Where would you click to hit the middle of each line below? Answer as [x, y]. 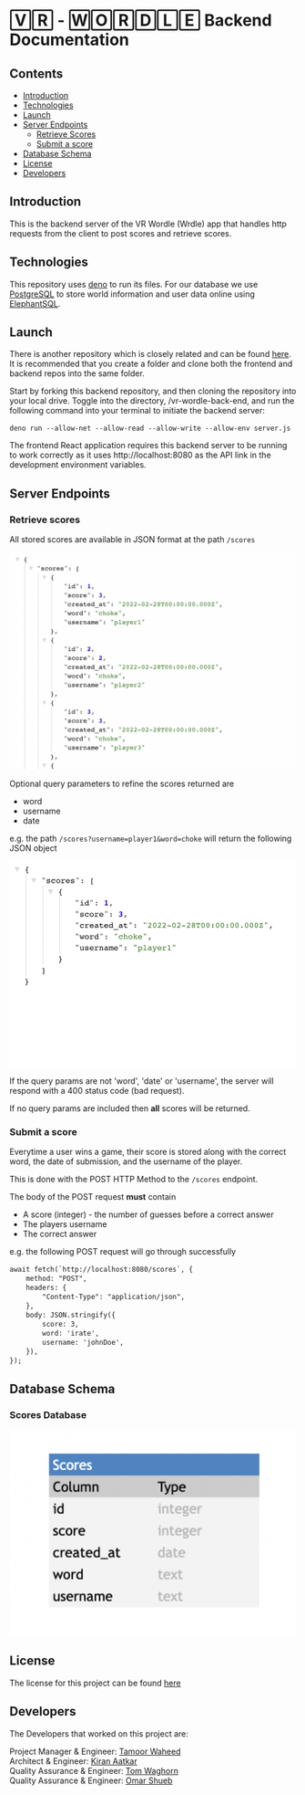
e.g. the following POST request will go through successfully [123, 1252]
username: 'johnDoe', [83, 1343]
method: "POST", [57, 1279]
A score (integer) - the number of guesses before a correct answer [148, 1214]
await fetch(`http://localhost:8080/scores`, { [102, 1270]
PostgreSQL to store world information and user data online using [132, 294]
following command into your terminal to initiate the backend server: [137, 411]
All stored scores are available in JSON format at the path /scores [132, 540]
